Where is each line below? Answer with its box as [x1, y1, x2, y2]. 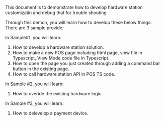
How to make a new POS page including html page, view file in [12, 50, 142, 55]
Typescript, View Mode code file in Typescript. [12, 55, 110, 61]
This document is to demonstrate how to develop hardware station [5, 5, 143, 10]
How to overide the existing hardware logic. [12, 91, 103, 96]
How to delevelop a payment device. [12, 110, 89, 116]
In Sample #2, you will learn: [5, 81, 64, 87]
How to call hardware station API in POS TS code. [12, 71, 116, 77]
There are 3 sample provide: [5, 25, 64, 31]
